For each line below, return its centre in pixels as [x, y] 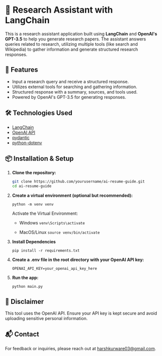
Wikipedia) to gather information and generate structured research [72, 49]
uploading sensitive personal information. [47, 318]
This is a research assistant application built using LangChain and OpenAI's [81, 34]
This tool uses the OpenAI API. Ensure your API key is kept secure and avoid [81, 313]
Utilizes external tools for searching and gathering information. [74, 87]
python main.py [27, 287]
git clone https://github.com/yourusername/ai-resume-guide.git [78, 182]
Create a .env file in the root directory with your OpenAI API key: [78, 260]
